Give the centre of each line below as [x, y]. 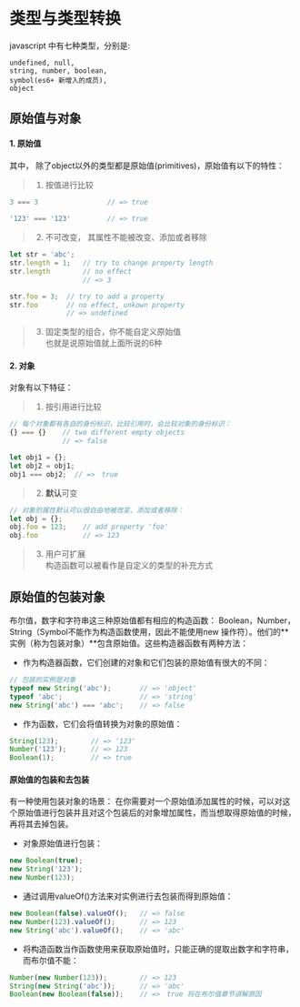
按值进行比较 [69, 185]
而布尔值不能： [50, 960]
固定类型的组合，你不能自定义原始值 [113, 332]
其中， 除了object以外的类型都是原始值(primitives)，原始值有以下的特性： [147, 166]
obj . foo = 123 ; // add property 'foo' [89, 527]
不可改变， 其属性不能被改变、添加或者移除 [126, 237]
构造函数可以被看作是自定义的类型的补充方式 [129, 566]
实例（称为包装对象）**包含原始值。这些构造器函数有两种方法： [129, 643]
